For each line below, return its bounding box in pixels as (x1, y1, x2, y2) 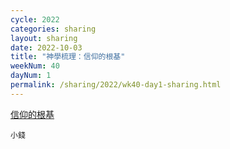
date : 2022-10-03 (10, 42, 83, 53)
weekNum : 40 (10, 61, 60, 71)
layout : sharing (10, 33, 78, 43)
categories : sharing (10, 24, 97, 34)
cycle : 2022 (10, 14, 60, 25)
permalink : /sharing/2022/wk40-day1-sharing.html (10, 80, 222, 90)
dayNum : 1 (10, 71, 52, 81)
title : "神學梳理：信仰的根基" (10, 52, 126, 62)
